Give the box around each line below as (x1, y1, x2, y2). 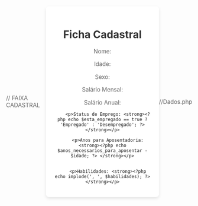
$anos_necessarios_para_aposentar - (57, 147, 148, 154)
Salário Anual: (84, 99, 121, 106)
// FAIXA (6, 94, 28, 102)
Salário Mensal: (82, 86, 124, 94)
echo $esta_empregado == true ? (67, 116, 148, 122)
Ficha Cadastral (63, 28, 142, 42)
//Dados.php (159, 98, 193, 106)
